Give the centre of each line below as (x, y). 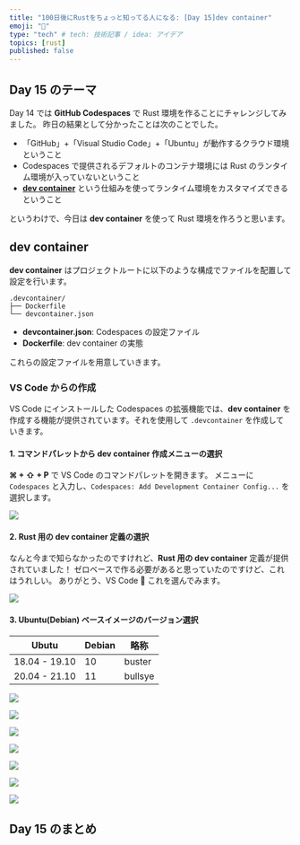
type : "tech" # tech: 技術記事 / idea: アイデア (96, 34)
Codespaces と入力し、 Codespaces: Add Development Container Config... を (149, 487)
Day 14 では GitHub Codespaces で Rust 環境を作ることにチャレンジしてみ (148, 112)
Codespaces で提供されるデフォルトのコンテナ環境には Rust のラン (147, 165)
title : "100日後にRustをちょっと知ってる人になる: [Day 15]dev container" (141, 18)
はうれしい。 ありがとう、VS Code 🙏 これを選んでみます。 (117, 581)
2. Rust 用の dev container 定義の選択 (79, 536)
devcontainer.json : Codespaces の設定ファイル (111, 331)
